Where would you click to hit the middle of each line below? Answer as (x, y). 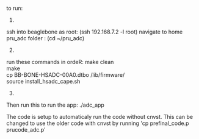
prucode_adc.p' (26, 130)
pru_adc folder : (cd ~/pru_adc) (45, 38)
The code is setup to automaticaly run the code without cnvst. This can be (100, 117)
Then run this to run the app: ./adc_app (56, 105)
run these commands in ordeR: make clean (60, 62)
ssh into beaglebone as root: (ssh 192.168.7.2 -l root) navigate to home (95, 32)
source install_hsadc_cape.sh (43, 81)
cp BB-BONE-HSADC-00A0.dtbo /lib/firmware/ (66, 75)
